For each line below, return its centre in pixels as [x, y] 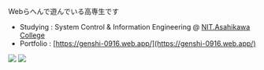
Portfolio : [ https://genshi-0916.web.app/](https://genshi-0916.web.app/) [138, 44]
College [32, 35]
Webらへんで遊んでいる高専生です [64, 11]
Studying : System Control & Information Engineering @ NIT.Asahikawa [135, 27]
